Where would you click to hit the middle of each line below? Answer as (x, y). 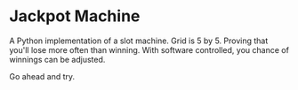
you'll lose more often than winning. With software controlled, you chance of (149, 49)
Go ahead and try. (42, 76)
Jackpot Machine (75, 16)
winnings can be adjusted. (57, 59)
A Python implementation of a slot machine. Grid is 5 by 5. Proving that (139, 41)
